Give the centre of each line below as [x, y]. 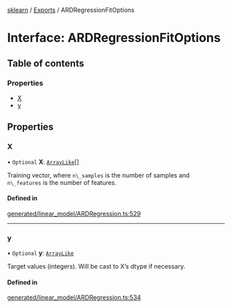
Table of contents [46, 63]
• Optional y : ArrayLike [40, 253]
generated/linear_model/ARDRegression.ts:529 [74, 213]
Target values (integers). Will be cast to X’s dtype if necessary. [96, 267]
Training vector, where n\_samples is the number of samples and [98, 175]
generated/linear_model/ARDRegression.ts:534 [74, 298]
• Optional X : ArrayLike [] [43, 162]
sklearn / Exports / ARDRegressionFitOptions [71, 10]
